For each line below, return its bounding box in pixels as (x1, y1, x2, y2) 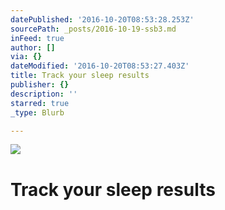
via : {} (10, 52, 43, 62)
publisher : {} (10, 80, 70, 90)
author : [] (10, 42, 56, 53)
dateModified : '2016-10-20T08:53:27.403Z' (10, 61, 190, 71)
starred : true (10, 98, 70, 108)
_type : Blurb (10, 107, 65, 118)
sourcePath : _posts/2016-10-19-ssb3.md (10, 24, 177, 34)
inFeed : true (10, 33, 65, 43)
